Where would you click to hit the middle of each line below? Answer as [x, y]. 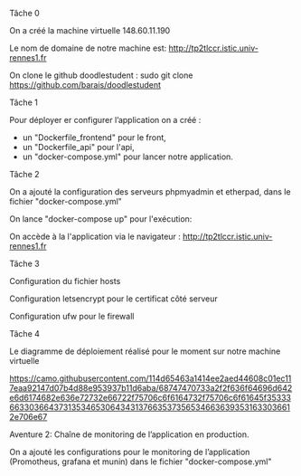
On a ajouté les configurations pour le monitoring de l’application [130, 452]
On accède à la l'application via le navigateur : [95, 236]
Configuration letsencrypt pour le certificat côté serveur [114, 299]
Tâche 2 [24, 174]
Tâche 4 [25, 333]
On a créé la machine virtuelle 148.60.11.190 [90, 30]
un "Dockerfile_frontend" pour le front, [94, 138]
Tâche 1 [24, 102]
